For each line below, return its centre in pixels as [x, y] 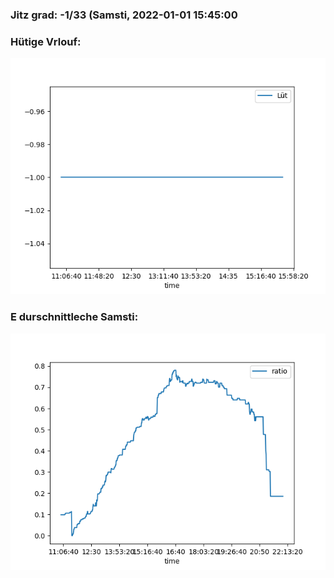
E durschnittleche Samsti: [74, 317]
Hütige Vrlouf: [46, 41]
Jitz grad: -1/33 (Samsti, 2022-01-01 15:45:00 [124, 15]
